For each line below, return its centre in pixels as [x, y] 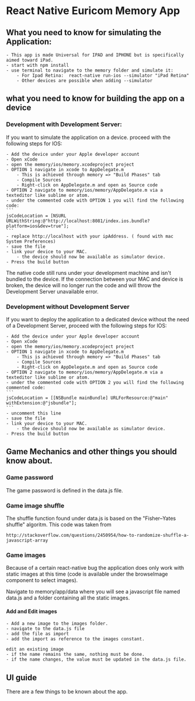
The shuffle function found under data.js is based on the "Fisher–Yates [91, 518]
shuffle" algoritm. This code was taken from [59, 524]
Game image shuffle [35, 505]
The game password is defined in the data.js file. [65, 490]
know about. [29, 461]
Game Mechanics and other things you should [91, 452]
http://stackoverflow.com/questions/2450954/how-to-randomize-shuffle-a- [98, 535]
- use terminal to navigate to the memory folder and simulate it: [90, 70]
